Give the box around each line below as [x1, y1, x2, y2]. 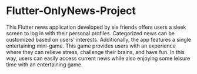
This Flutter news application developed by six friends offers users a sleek [6, 23, 186, 31]
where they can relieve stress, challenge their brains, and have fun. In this [6, 48, 185, 55]
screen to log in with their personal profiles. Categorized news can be [6, 29, 175, 36]
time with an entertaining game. [6, 60, 83, 68]
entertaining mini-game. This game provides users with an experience [6, 42, 176, 49]
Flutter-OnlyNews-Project [6, 4, 136, 18]
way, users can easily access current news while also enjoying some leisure [6, 55, 191, 62]
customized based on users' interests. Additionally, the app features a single [6, 36, 191, 43]
